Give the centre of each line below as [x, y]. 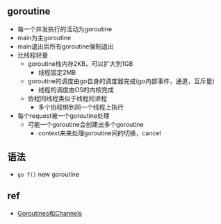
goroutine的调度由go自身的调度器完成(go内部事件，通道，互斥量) [121, 81]
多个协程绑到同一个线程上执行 [81, 107]
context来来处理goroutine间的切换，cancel [99, 133]
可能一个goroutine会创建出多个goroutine [85, 124]
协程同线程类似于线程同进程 [67, 98]
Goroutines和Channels [49, 214]
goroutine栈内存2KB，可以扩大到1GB [80, 63]
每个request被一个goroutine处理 [63, 115]
